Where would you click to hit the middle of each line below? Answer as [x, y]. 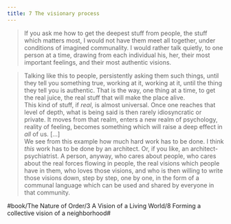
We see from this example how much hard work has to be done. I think [124, 141]
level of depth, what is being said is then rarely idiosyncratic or [113, 112]
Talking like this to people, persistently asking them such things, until [121, 76]
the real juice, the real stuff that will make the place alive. [104, 98]
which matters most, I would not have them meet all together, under [120, 40]
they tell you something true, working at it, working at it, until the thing [123, 82]
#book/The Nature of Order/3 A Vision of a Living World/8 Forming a [104, 205]
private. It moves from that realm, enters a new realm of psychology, [121, 119]
